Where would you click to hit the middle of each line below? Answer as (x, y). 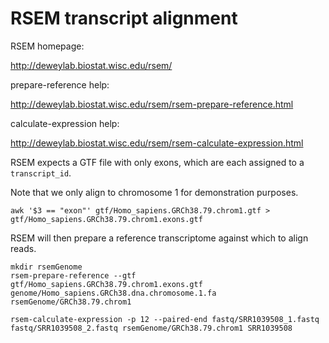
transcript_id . (41, 173)
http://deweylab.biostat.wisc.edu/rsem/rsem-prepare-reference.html (152, 104)
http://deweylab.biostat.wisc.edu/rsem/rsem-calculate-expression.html (157, 143)
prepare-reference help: (60, 84)
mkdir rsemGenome (46, 267)
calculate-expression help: (65, 123)
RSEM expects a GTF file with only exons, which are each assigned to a (157, 162)
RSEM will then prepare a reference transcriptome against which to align (159, 238)
